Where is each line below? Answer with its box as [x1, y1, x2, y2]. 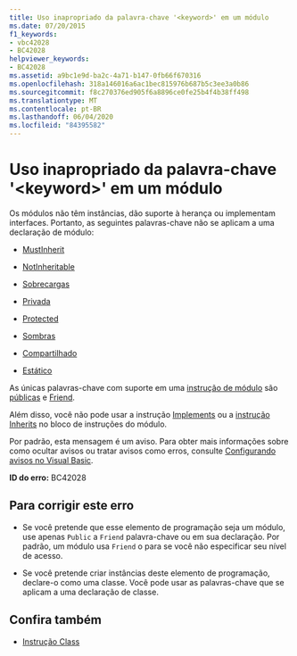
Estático [21, 365, 53, 376]
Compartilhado [21, 347, 78, 358]
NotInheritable [21, 261, 76, 272]
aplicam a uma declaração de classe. [21, 586, 159, 597]
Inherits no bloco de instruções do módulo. [9, 419, 168, 429]
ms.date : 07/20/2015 [9, 21, 87, 30]
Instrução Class [21, 635, 80, 647]
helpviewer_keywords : [9, 54, 90, 63]
